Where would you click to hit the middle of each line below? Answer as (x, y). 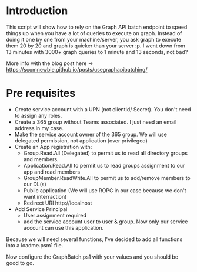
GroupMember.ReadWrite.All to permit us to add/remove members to (107, 178)
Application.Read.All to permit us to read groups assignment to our (104, 165)
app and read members (52, 172)
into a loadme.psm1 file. (35, 245)
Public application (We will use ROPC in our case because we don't (105, 190)
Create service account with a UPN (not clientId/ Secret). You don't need (103, 109)
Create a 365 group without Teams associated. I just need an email (96, 122)
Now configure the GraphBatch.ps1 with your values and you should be (92, 257)
